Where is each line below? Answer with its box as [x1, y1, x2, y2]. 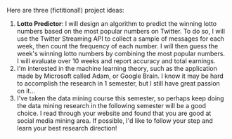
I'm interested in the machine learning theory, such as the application [16, 65, 217, 72]
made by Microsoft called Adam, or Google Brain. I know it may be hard [16, 72, 224, 80]
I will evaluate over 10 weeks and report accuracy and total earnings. [16, 57, 216, 65]
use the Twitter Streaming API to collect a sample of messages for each [16, 34, 224, 43]
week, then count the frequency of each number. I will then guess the [16, 42, 219, 50]
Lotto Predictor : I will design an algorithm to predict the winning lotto [16, 20, 217, 27]
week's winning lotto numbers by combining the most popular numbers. [16, 49, 226, 58]
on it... [16, 87, 36, 95]
